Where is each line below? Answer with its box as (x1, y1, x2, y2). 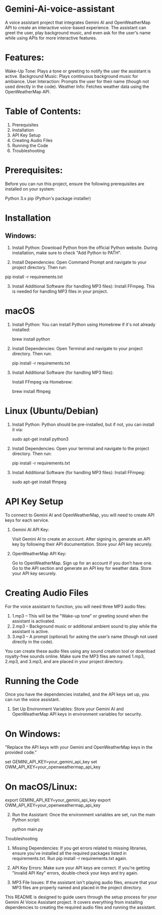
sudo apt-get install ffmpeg (12, 479, 67, 485)
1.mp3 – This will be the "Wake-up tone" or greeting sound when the (12, 613, 148, 618)
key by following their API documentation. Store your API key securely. (12, 541, 153, 547)
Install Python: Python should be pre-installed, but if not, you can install (12, 422, 155, 427)
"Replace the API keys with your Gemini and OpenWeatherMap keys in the (5, 744, 153, 750)
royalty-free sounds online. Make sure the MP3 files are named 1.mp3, (5, 653, 145, 659)
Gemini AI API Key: (12, 527, 49, 532)
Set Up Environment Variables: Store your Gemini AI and (12, 706, 124, 712)
